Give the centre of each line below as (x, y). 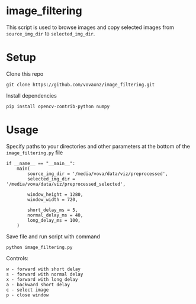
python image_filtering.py (39, 247)
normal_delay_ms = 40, (55, 215)
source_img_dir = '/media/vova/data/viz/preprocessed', (98, 174)
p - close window (28, 295)
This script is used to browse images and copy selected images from (90, 27)
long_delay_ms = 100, (54, 220)
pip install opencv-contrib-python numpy (58, 106)
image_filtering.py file (35, 153)
